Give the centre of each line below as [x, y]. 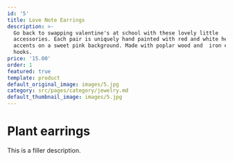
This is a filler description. [44, 150]
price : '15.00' [29, 59]
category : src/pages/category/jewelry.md [68, 91]
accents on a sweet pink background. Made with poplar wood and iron [118, 46]
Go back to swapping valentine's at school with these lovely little [116, 33]
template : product [34, 78]
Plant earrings [49, 131]
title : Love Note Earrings [46, 20]
